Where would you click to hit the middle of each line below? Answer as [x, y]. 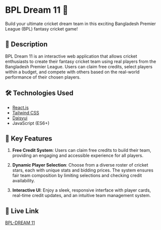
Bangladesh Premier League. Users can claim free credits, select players [79, 66]
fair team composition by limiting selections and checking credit [77, 175]
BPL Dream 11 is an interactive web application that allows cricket [71, 56]
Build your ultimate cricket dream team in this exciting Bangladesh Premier [80, 24]
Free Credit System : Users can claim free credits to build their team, [82, 150]
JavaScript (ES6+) [31, 123]
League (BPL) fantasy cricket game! [41, 29]
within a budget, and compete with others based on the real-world [72, 72]
